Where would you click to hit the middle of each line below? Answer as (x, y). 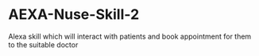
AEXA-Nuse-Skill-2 (74, 15)
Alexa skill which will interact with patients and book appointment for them (130, 36)
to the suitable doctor (43, 44)
